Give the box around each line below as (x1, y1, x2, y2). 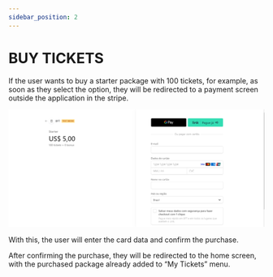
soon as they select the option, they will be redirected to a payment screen (8, 84, 258, 94)
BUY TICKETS (8, 49, 104, 67)
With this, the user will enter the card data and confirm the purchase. (8, 235, 239, 245)
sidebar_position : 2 (8, 13, 79, 21)
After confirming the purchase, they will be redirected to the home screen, (8, 251, 257, 261)
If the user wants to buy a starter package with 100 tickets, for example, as (8, 75, 258, 85)
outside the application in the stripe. (8, 93, 128, 103)
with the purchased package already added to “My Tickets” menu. (8, 259, 231, 269)
